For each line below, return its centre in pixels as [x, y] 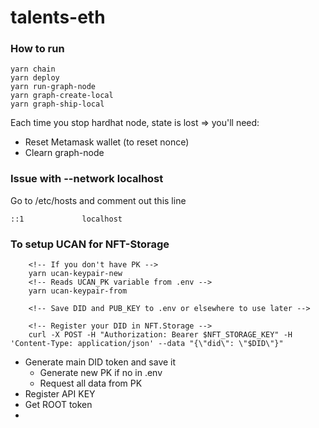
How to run [37, 49]
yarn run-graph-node [53, 87]
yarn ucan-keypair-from [78, 291]
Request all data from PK [91, 383]
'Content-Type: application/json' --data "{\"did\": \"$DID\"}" [147, 344]
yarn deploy [35, 78]
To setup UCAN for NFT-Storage [90, 244]
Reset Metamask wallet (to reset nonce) [107, 142]
